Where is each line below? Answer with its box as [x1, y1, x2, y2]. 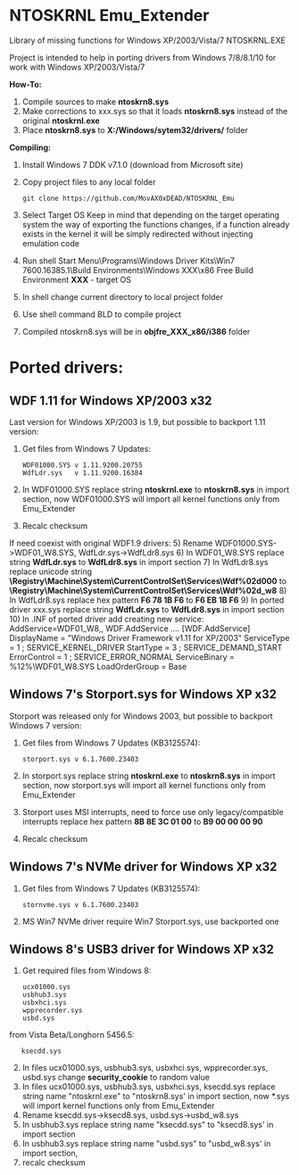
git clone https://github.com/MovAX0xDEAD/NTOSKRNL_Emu [21, 194, 235, 203]
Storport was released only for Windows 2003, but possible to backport [9, 711, 274, 721]
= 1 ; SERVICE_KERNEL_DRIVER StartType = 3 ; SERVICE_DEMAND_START [9, 642, 283, 653]
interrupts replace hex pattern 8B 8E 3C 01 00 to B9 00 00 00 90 [21, 816, 263, 827]
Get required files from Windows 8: [21, 965, 152, 976]
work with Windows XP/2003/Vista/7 [9, 62, 145, 72]
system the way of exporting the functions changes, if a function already [21, 219, 290, 229]
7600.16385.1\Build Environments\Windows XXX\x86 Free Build [21, 264, 254, 275]
